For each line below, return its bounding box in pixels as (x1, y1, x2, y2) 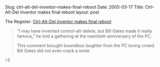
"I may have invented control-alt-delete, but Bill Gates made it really (16, 28, 153, 33)
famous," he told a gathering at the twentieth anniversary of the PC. (16, 33, 152, 39)
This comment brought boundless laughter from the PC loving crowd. (16, 43, 156, 48)
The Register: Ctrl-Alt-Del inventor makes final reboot (5, 19, 112, 24)
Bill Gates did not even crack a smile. (16, 48, 91, 53)
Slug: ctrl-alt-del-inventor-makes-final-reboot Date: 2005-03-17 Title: (5, 4, 144, 10)
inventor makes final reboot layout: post (20, 9, 99, 15)
